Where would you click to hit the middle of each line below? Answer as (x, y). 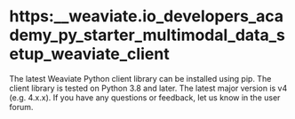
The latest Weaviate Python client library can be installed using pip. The (140, 78)
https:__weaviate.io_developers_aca (147, 16)
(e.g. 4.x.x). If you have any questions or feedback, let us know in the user (145, 97)
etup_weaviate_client (90, 54)
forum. (21, 107)
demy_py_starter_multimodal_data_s (147, 35)
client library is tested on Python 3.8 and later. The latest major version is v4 (148, 88)
